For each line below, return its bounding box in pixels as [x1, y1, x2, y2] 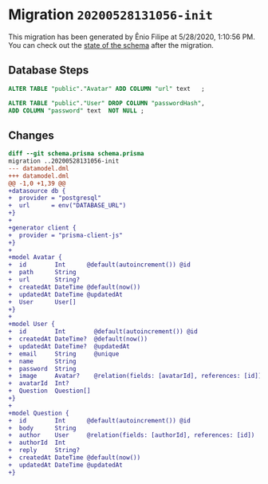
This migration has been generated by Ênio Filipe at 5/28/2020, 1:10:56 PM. [8, 32, 255, 41]
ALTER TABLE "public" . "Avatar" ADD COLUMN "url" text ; [8, 85, 205, 92]
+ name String [8, 357, 77, 365]
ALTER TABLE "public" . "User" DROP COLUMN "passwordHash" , [8, 99, 205, 107]
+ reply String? [8, 447, 81, 454]
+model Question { [8, 409, 69, 417]
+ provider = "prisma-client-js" [8, 231, 124, 239]
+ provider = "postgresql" [8, 194, 102, 203]
